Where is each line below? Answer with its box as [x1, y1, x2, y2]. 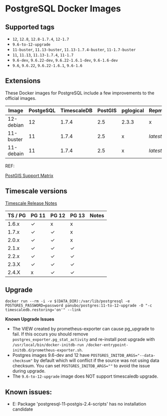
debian [7, 121, 24, 128]
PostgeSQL [28, 107, 56, 114]
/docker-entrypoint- [86, 342, 129, 348]
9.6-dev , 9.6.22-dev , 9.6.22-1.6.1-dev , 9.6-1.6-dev [12, 57, 118, 63]
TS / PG [7, 212, 26, 219]
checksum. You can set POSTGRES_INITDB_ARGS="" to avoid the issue [12, 363, 150, 369]
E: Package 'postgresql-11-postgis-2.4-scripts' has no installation [12, 401, 147, 407]
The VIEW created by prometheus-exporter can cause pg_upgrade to [12, 326, 155, 332]
